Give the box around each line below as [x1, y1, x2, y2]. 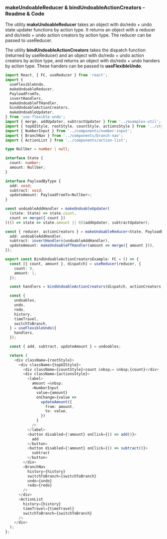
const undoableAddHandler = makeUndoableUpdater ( [5, 206, 110, 211]
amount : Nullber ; [9, 165, 46, 170]
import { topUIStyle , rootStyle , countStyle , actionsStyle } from [5, 124, 146, 129]
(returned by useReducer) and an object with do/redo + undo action [5, 52, 144, 58]
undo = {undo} [27, 478, 52, 483]
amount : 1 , [14, 270, 37, 275]
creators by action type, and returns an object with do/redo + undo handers [5, 58, 160, 64]
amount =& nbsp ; [31, 381, 64, 386]
